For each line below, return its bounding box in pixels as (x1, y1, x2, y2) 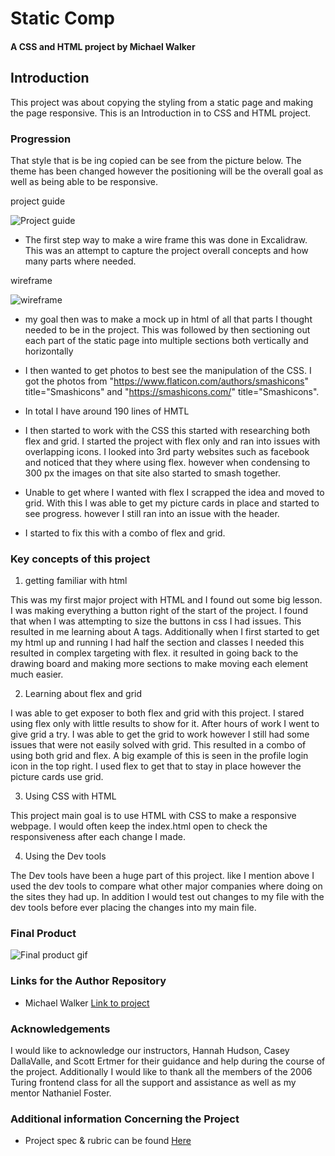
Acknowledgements (10, 1022, 111, 1036)
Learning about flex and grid (24, 688, 143, 700)
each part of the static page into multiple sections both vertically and (24, 334, 309, 346)
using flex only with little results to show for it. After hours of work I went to (10, 718, 320, 730)
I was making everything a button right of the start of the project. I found (10, 605, 308, 617)
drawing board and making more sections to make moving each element (10, 658, 308, 670)
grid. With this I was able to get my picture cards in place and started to (24, 497, 320, 509)
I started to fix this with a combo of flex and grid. (24, 527, 226, 539)
